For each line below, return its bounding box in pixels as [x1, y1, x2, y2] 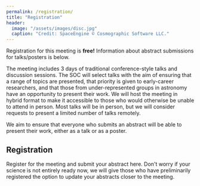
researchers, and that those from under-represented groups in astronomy [6, 84, 187, 91]
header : [6, 20, 26, 26]
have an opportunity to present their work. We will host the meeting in [6, 91, 178, 98]
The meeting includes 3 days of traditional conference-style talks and [6, 65, 178, 72]
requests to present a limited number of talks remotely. [6, 110, 141, 117]
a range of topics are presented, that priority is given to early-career [6, 78, 174, 85]
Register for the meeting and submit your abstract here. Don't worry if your [6, 160, 190, 168]
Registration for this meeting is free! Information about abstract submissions [6, 47, 194, 54]
